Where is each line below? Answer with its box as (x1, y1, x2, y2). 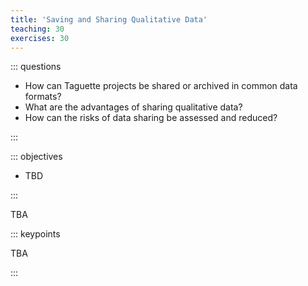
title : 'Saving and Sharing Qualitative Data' (10, 14, 208, 25)
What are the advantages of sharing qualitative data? (24, 101, 243, 113)
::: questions (10, 61, 62, 73)
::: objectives (10, 151, 63, 163)
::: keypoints (10, 228, 61, 240)
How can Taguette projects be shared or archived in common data (24, 80, 298, 92)
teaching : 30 (10, 24, 65, 34)
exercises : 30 (10, 33, 70, 43)
